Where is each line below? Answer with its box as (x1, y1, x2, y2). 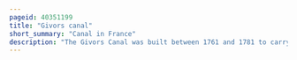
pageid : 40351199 (9, 12, 73, 22)
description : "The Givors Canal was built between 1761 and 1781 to (9, 37, 267, 47)
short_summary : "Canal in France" (9, 29, 137, 38)
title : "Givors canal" (9, 21, 93, 30)
